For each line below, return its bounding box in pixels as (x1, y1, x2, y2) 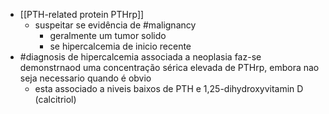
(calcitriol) (34, 94, 77, 105)
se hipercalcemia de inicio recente (49, 40, 192, 52)
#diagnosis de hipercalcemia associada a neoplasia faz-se (19, 51, 262, 63)
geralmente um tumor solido (49, 30, 167, 41)
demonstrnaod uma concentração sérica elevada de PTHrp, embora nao (19, 62, 320, 73)
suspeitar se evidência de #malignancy (34, 19, 197, 31)
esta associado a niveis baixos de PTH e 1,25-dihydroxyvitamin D (34, 83, 304, 94)
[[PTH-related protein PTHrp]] (19, 9, 145, 20)
